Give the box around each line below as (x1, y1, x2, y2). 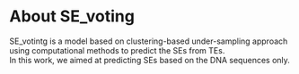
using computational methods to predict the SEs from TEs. (9, 45, 225, 55)
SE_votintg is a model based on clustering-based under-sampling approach (9, 36, 288, 46)
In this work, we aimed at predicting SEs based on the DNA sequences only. (9, 54, 290, 65)
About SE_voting (9, 6, 135, 27)
